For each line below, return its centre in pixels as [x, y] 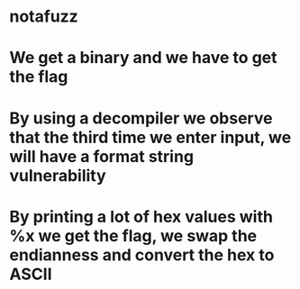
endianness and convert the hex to [142, 255]
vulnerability [58, 175]
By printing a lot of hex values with [141, 217]
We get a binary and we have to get [143, 58]
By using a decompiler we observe [141, 118]
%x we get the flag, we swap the [133, 235]
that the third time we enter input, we [150, 137]
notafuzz [44, 17]
